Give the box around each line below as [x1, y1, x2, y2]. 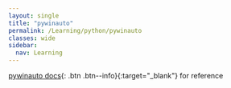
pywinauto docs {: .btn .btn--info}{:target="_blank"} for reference [8, 71, 224, 80]
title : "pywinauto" [8, 19, 74, 27]
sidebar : [8, 42, 38, 50]
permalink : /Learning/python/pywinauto [8, 26, 142, 34]
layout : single [8, 11, 60, 20]
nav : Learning [15, 49, 63, 57]
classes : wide [8, 34, 56, 42]
